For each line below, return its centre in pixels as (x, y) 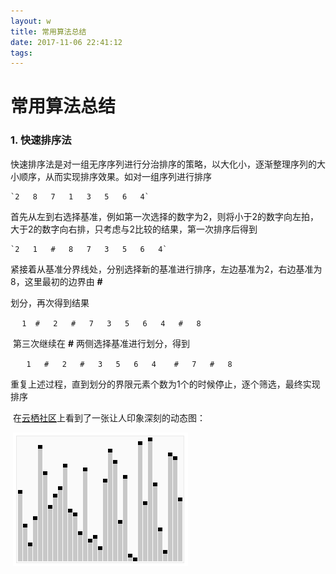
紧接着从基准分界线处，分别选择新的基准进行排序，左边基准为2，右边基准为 (166, 269)
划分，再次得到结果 (50, 302)
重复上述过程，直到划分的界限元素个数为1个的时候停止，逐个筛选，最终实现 (165, 384)
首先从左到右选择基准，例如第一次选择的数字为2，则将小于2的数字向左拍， (165, 216)
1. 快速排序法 (41, 140)
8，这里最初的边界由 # (56, 281)
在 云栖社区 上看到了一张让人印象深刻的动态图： (109, 417)
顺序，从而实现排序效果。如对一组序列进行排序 (115, 176)
